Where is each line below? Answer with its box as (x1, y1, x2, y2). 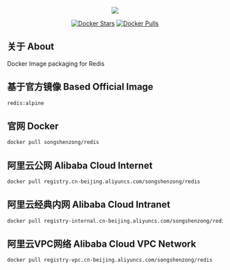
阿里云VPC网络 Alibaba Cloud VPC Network (7, 238, 196, 249)
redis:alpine (7, 99, 44, 106)
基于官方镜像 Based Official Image (7, 81, 154, 93)
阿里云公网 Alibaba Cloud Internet (7, 160, 153, 171)
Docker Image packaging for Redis (7, 59, 105, 68)
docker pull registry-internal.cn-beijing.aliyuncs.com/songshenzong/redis (7, 217, 228, 224)
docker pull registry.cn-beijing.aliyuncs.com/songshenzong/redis (7, 178, 201, 185)
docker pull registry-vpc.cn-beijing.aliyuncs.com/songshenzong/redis (7, 257, 213, 264)
